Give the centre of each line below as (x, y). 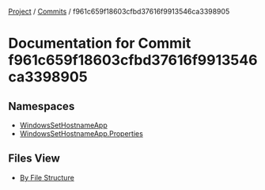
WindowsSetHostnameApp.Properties (81, 133)
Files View (34, 159)
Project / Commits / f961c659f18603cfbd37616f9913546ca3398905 (119, 11)
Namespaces (42, 106)
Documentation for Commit (100, 44)
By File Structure (47, 177)
